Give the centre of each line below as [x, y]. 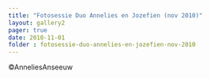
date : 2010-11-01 [37, 37]
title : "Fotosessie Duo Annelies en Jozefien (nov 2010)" [105, 15]
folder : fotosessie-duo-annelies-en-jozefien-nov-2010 [102, 45]
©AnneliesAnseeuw [41, 67]
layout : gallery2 [37, 23]
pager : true [28, 30]
